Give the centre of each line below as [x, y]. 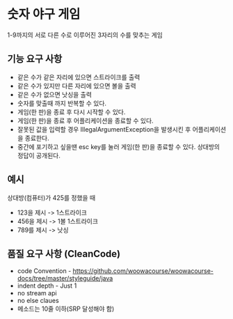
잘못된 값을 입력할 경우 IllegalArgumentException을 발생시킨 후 [104, 129]
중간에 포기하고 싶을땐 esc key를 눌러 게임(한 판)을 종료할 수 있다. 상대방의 [119, 146]
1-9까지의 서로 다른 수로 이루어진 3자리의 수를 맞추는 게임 [85, 35]
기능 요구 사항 [35, 59]
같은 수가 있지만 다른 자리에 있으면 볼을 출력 [77, 86]
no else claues [38, 301]
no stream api [37, 293]
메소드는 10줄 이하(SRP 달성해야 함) [66, 309]
